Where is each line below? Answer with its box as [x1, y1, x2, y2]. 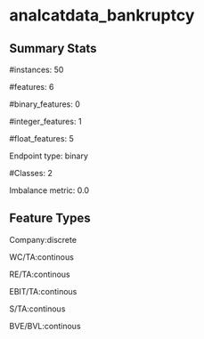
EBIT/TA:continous [9, 286, 78, 296]
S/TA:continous [9, 303, 66, 314]
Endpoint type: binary [9, 150, 89, 161]
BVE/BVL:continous [9, 320, 82, 331]
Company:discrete [9, 234, 78, 245]
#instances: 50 [9, 64, 64, 75]
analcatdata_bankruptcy [9, 5, 195, 26]
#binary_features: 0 [9, 99, 80, 109]
